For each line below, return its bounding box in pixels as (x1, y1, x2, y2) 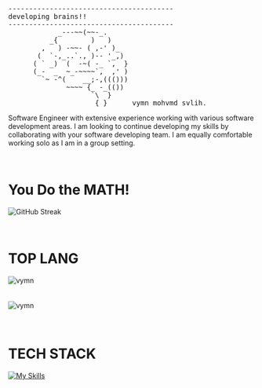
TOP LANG (8, 250, 79, 268)
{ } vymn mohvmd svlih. (95, 99, 207, 107)
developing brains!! (8, 13, 88, 20)
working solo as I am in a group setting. (8, 138, 136, 148)
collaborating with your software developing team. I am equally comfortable (8, 130, 253, 139)
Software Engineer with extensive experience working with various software (8, 113, 254, 123)
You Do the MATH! (8, 181, 130, 199)
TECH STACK (8, 345, 96, 363)
